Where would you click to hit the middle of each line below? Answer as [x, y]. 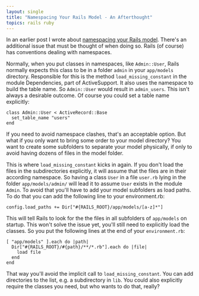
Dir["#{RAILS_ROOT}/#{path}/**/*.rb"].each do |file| [79, 247]
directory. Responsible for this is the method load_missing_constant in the [97, 77]
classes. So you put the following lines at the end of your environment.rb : [96, 231]
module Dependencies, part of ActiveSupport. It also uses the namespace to [100, 83]
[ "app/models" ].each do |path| [48, 242]
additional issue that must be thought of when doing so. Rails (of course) [95, 46]
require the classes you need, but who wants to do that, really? [83, 286]
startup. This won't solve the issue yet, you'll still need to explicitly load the [98, 225]
